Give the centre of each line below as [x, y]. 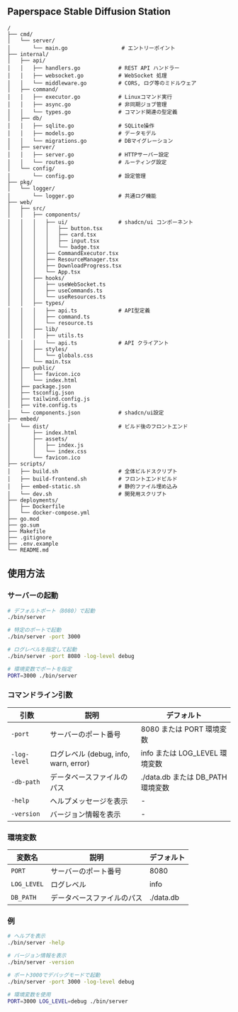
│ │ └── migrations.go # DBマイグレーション [90, 141]
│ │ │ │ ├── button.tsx [55, 228]
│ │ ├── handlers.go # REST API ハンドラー [93, 68]
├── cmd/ [20, 34]
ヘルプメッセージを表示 [89, 801]
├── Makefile [27, 531]
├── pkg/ [20, 182]
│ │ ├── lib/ [33, 329]
